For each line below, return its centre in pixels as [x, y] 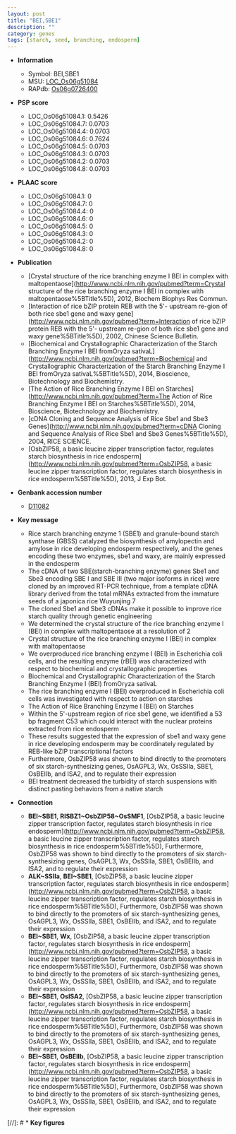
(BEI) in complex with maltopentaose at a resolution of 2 [109, 631]
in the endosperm [54, 564]
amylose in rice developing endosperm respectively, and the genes [125, 549]
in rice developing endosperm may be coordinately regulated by [121, 744]
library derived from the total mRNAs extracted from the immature [124, 593]
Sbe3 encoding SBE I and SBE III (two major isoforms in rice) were [124, 579]
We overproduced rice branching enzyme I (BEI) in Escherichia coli [125, 654]
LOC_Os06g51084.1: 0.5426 [68, 117]
